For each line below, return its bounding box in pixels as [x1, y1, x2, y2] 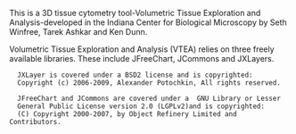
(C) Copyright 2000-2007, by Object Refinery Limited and [17, 110, 238, 119]
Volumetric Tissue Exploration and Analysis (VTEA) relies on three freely [9, 44, 275, 54]
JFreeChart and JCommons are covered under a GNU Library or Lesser [17, 94, 281, 103]
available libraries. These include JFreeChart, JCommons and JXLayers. [9, 54, 275, 63]
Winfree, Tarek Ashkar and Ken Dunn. [9, 27, 148, 37]
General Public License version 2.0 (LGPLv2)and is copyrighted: [17, 102, 266, 111]
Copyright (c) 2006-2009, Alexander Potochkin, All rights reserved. [17, 79, 281, 88]
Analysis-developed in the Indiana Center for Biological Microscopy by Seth [9, 17, 287, 28]
